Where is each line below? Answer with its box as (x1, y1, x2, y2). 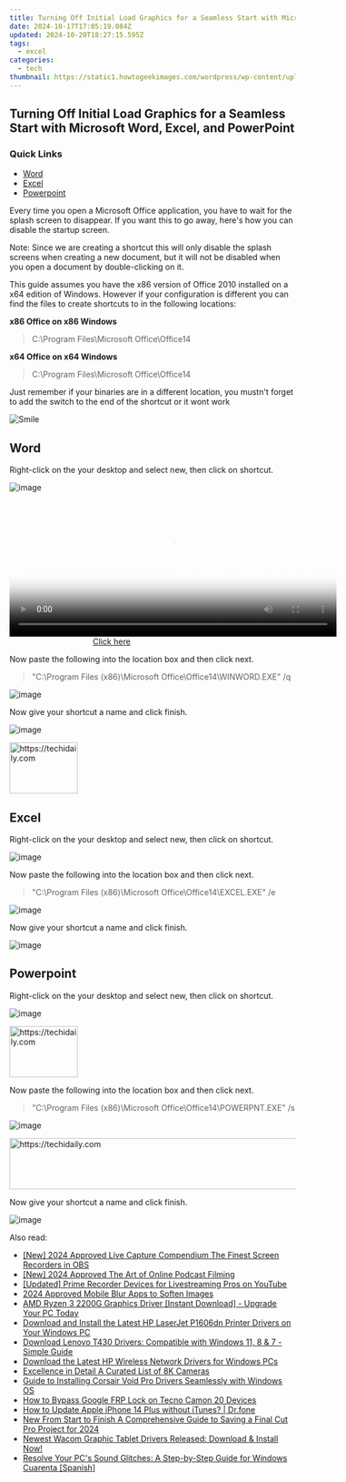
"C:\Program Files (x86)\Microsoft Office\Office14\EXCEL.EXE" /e (31, 887, 276, 898)
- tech (17, 65, 43, 74)
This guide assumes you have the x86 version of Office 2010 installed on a (9, 279, 289, 290)
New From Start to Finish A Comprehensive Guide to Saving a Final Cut (22, 1414, 289, 1425)
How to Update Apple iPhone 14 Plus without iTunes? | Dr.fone (22, 1404, 256, 1415)
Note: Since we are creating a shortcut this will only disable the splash (9, 242, 272, 253)
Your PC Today (22, 1307, 79, 1318)
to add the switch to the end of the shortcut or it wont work (9, 397, 231, 408)
